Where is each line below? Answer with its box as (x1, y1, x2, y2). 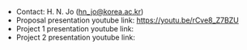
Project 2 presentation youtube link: (15, 32, 135, 42)
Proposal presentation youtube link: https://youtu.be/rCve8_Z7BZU (15, 15, 239, 25)
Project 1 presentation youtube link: (15, 24, 134, 33)
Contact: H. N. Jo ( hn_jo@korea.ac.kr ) (15, 7, 144, 16)
